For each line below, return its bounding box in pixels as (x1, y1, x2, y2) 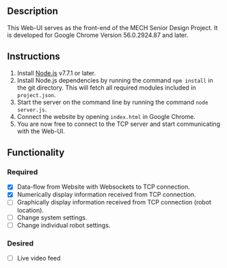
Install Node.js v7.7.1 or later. (16, 68, 96, 77)
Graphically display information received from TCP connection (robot (16, 198, 212, 206)
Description (7, 5, 58, 17)
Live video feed (16, 254, 61, 262)
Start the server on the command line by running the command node (16, 98, 209, 106)
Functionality (7, 147, 65, 159)
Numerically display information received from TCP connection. (16, 191, 196, 199)
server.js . (16, 105, 47, 113)
